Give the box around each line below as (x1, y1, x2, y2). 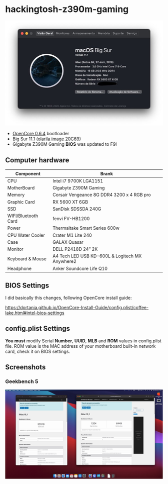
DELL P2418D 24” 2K (52, 246, 98, 252)
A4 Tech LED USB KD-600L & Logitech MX (52, 253, 142, 259)
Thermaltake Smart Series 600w (52, 225, 120, 231)
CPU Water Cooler (7, 232, 45, 238)
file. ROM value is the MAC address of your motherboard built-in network (5, 343, 156, 349)
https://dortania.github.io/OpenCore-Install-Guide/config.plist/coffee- (5, 304, 149, 310)
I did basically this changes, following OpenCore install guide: (5, 295, 132, 301)
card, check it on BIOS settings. (5, 348, 70, 354)
